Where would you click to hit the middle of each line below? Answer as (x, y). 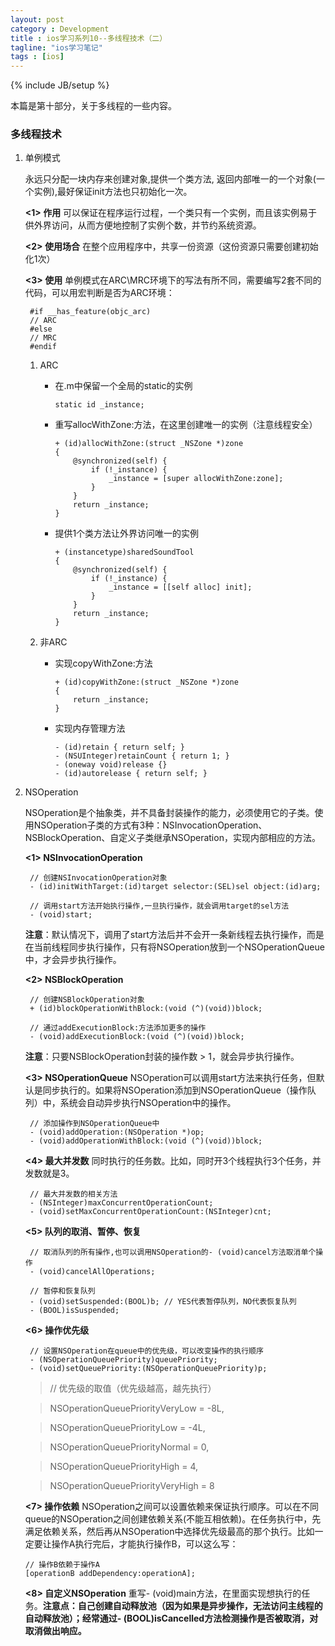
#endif (43, 347)
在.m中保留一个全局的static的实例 (123, 386)
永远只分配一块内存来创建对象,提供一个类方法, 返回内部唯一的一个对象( (170, 179)
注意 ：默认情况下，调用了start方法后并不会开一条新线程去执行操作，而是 (174, 935)
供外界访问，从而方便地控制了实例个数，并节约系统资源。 (143, 225)
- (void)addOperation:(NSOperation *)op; (117, 1132)
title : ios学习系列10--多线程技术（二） (89, 38)
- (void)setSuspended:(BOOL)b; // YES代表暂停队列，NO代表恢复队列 (163, 1302)
